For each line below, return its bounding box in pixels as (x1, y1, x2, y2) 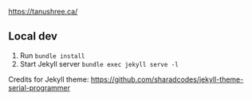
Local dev (8, 29, 58, 43)
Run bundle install (19, 51, 85, 60)
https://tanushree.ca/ (8, 7, 78, 16)
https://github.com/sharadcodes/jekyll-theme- (90, 75, 244, 84)
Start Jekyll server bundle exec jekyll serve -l (19, 59, 179, 68)
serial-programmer (8, 83, 70, 92)
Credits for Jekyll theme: (8, 75, 89, 84)
